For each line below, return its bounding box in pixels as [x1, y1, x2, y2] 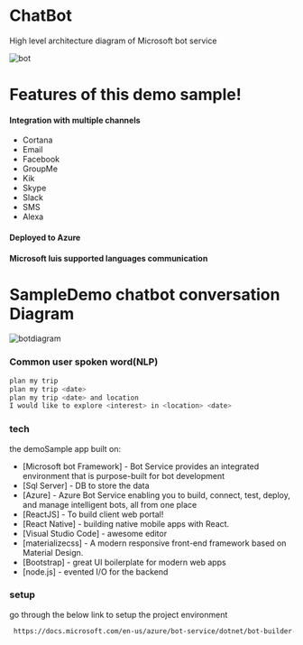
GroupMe [22, 163, 59, 174]
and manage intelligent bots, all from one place [22, 499, 197, 510]
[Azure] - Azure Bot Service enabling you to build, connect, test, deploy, [22, 489, 290, 501]
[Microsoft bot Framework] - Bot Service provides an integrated [22, 461, 260, 472]
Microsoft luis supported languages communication [9, 253, 208, 263]
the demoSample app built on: [9, 443, 122, 454]
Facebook [22, 154, 60, 165]
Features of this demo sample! [9, 85, 242, 105]
